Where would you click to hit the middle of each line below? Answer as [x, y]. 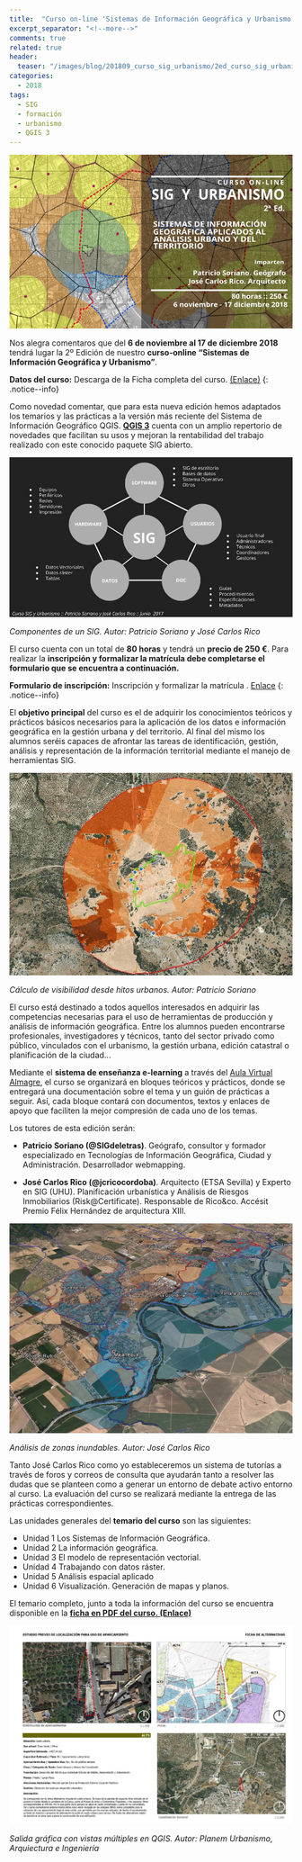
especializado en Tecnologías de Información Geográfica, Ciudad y [147, 1155]
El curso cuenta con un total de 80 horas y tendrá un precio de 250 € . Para [149, 649]
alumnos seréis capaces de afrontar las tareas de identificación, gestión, [144, 741]
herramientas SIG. [43, 760]
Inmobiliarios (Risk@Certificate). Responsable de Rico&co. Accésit [145, 1201]
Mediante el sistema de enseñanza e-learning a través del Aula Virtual [141, 1072]
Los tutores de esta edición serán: [72, 1128]
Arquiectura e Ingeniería [54, 1849]
